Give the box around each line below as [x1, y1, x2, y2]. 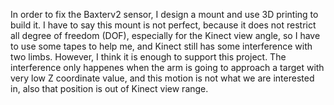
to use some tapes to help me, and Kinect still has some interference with [10, 40, 313, 52]
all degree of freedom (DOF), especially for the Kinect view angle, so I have [10, 30, 321, 41]
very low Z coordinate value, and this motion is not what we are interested [10, 72, 315, 84]
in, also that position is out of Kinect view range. [10, 83, 209, 94]
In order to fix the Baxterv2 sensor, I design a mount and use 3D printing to [10, 9, 319, 20]
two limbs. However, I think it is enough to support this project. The [10, 51, 287, 63]
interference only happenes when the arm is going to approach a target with [10, 62, 325, 73]
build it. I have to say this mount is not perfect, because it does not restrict [10, 19, 317, 31]
